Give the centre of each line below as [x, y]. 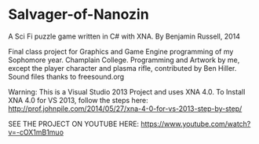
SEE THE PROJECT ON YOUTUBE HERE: [74, 124]
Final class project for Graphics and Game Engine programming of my [121, 51]
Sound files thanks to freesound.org [66, 76]
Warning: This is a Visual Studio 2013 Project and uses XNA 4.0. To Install [127, 91]
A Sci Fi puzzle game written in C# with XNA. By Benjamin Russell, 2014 [124, 36]
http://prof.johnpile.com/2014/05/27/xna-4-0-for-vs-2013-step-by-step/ [125, 109]
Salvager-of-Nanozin [78, 15]
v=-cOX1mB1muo [36, 132]
